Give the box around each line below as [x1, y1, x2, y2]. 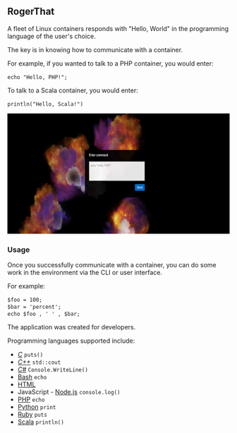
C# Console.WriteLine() [17, 365, 88, 374]
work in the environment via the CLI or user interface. [7, 268, 162, 277]
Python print [17, 403, 56, 411]
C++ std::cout [17, 358, 61, 366]
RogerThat [7, 6, 55, 18]
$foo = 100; [7, 296, 42, 304]
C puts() [17, 350, 44, 359]
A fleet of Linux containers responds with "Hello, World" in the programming [7, 24, 229, 32]
